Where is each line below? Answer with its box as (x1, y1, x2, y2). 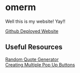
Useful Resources (5, 43, 63, 52)
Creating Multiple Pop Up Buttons (5, 61, 75, 67)
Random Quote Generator (5, 56, 59, 62)
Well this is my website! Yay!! (5, 18, 66, 24)
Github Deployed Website (5, 28, 59, 34)
